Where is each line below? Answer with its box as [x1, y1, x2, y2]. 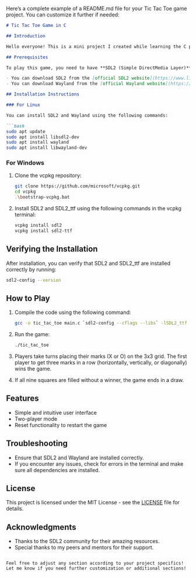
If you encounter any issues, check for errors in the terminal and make [14, 460, 184, 467]
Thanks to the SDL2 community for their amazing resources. [14, 538, 160, 545]
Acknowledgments [6, 522, 77, 532]
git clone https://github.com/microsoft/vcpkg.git [14, 183, 141, 189]
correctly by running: [6, 266, 57, 273]
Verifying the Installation [6, 244, 98, 254]
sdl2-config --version [6, 277, 61, 283]
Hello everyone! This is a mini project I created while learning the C [6, 43, 187, 49]
